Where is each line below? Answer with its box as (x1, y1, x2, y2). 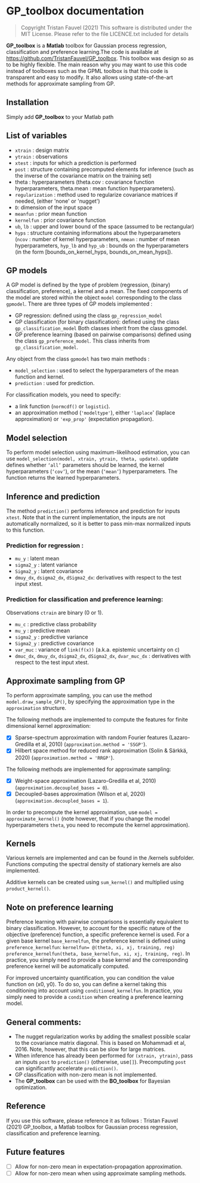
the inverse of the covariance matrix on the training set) (14, 172, 152, 179)
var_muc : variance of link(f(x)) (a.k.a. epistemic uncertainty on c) (14, 646, 180, 653)
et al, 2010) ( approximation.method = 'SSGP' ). (35, 740, 147, 748)
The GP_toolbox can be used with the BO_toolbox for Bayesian (14, 1078, 171, 1085)
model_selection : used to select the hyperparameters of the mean (14, 367, 179, 374)
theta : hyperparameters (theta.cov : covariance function (14, 178, 155, 185)
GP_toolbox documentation (6, 4, 144, 18)
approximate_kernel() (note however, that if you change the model (6, 815, 170, 822)
